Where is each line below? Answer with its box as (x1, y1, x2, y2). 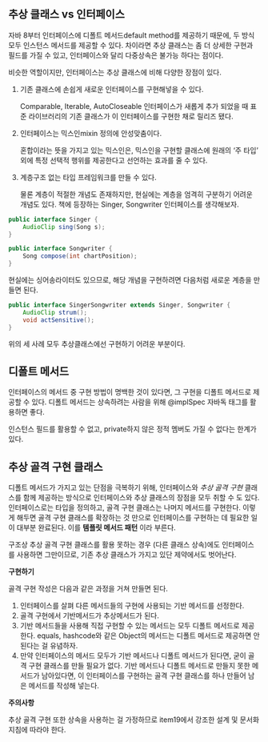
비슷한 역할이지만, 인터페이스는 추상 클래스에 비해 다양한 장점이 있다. (8, 67, 222, 77)
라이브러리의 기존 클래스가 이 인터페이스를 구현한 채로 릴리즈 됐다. (28, 111, 234, 121)
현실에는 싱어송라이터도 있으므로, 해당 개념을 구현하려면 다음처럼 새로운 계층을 (8, 275, 252, 285)
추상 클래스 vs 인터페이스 (8, 7, 126, 22)
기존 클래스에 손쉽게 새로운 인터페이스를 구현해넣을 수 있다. (19, 84, 204, 94)
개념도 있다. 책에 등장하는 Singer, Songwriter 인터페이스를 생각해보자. (19, 199, 239, 209)
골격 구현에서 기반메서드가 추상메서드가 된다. (19, 611, 160, 620)
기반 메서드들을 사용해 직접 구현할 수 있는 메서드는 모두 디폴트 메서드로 (19, 621, 240, 631)
